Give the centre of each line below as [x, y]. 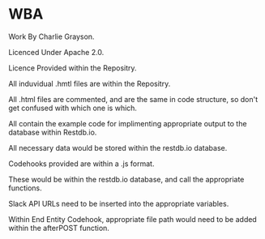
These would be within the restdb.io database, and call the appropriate [126, 179]
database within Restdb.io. [53, 132]
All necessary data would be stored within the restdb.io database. [118, 147]
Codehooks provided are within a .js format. [81, 164]
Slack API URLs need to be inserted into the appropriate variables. [119, 203]
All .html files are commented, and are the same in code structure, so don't [133, 99]
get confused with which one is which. [73, 108]
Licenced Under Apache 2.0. [56, 52]
